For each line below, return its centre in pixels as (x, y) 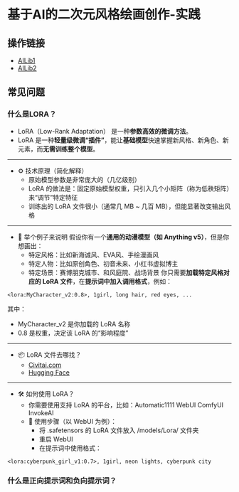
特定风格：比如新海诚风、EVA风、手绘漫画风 (94, 255)
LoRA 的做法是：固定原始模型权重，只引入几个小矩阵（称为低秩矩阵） (129, 188)
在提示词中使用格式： (70, 448)
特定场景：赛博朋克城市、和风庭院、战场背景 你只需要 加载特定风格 (126, 272)
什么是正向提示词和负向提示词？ (62, 481)
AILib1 (26, 60)
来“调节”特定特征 (53, 197)
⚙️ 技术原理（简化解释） (53, 171)
